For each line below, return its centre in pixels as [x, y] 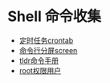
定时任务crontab [46, 40]
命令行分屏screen [48, 50]
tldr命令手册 [39, 60]
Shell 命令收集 [55, 17]
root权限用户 [40, 70]
